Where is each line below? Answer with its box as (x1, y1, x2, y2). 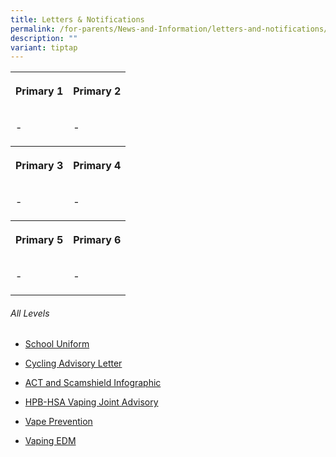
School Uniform (24, 338, 90, 350)
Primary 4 (73, 159, 122, 173)
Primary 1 (15, 84, 64, 98)
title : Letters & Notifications (10, 14, 145, 25)
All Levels (10, 307, 50, 319)
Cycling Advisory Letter (24, 357, 123, 370)
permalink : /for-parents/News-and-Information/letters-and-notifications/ (10, 24, 329, 34)
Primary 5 (15, 233, 64, 247)
